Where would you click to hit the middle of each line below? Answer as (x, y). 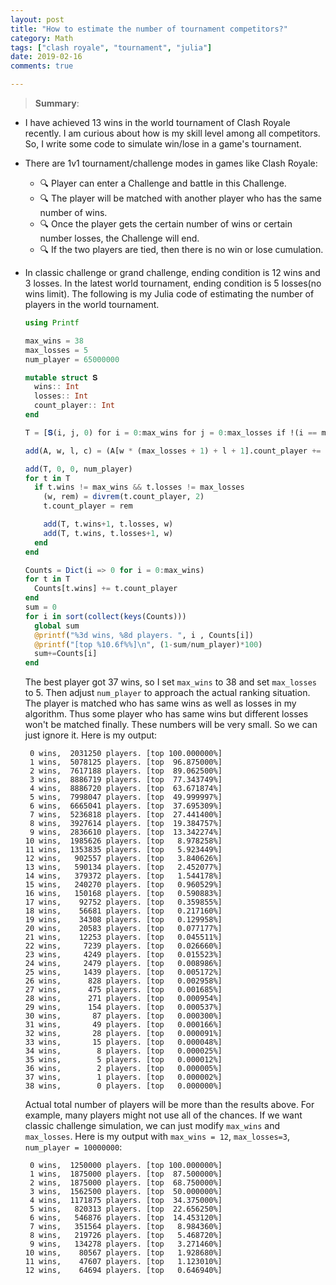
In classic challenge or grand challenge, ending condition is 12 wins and (172, 272)
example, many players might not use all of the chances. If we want (163, 1115)
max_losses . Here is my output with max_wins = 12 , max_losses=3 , (157, 1137)
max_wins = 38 (54, 341)
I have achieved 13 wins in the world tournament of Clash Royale (157, 122)
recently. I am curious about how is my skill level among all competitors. (172, 133)
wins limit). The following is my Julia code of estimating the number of (169, 294)
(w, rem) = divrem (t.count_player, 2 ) (124, 497)
